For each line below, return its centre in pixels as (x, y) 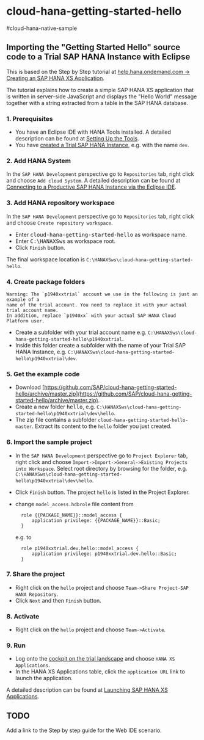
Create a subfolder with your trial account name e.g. (81, 332)
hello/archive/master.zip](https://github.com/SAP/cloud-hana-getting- (104, 394)
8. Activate (23, 616)
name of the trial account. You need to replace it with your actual (97, 305)
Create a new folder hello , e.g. (55, 407)
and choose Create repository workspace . (60, 223)
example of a (23, 299)
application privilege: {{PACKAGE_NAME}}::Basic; (96, 520)
